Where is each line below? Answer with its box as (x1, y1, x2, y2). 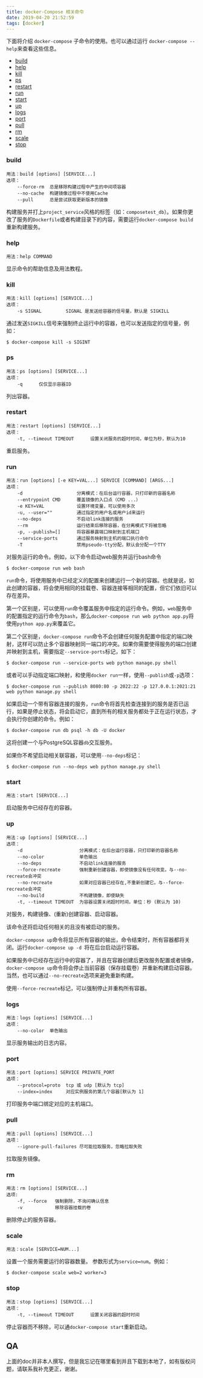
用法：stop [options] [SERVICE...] (6, 1299, 93, 1305)
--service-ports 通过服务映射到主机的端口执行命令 (17, 536, 149, 542)
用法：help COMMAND (6, 253, 53, 259)
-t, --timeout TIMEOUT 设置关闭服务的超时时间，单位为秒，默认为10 (17, 436, 186, 442)
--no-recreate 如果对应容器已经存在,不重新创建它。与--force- (17, 879, 185, 885)
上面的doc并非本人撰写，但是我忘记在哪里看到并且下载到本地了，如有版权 (6, 1358, 190, 1365)
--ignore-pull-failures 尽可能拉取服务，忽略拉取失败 (17, 1143, 143, 1150)
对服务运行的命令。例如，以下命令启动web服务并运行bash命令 (6, 553, 162, 561)
